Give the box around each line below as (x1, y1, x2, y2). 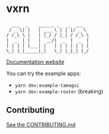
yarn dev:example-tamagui (14, 83, 79, 89)
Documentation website (6, 58, 64, 65)
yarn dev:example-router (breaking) (14, 87, 104, 95)
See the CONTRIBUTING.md (6, 121, 76, 128)
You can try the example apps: (6, 69, 82, 77)
